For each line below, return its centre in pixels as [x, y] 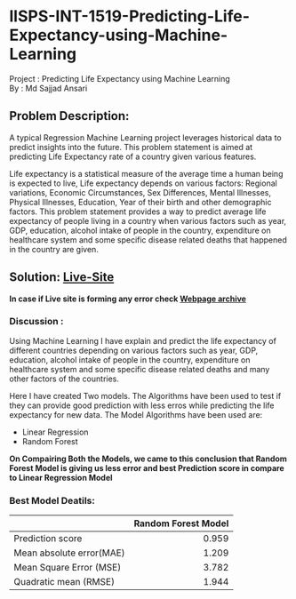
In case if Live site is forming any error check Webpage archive [128, 299]
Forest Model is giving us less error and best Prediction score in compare [147, 467]
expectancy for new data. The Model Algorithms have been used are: [136, 414]
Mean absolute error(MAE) [70, 553]
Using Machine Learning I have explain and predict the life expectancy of [143, 340]
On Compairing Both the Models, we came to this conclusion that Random [148, 459]
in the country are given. [54, 249]
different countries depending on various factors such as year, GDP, [134, 350]
